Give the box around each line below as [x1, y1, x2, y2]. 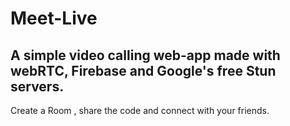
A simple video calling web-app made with [10, 47, 281, 64]
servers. [10, 78, 65, 95]
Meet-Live [10, 7, 98, 30]
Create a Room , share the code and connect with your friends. [10, 105, 270, 116]
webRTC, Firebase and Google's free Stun [10, 62, 277, 79]
